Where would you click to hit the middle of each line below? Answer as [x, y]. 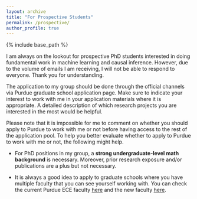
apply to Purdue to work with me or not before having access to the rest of [97, 129]
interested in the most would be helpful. [54, 112]
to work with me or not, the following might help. [65, 142]
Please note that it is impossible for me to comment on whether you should [97, 123]
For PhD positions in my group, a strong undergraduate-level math [97, 154]
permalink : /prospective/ [38, 22]
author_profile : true [33, 28]
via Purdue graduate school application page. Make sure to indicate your [94, 93]
